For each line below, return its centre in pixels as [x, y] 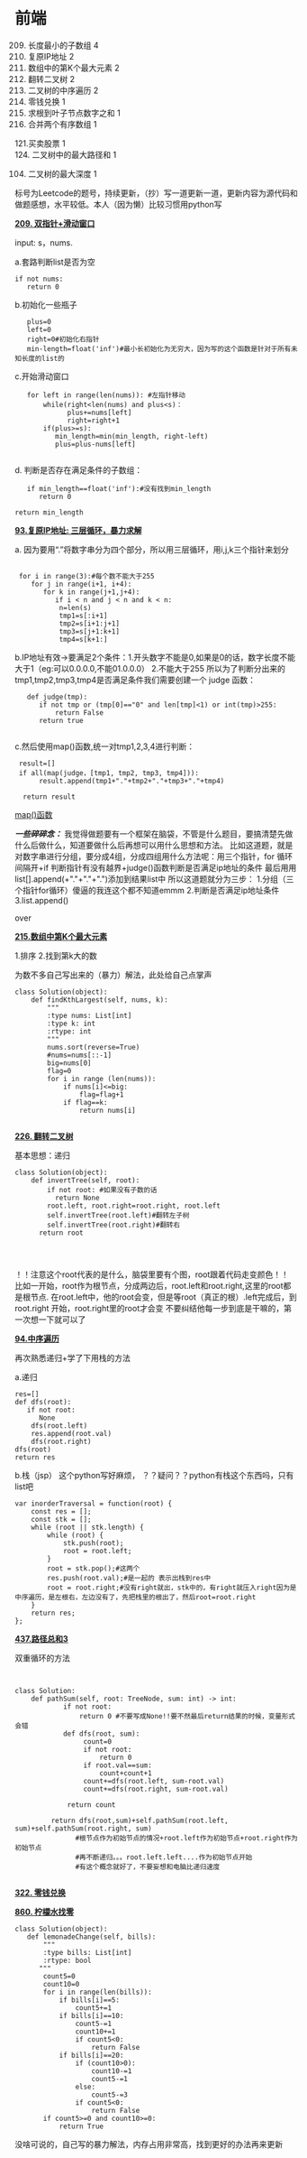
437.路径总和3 [41, 1638]
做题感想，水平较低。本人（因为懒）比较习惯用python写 [118, 204]
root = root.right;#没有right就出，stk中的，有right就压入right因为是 [172, 1588]
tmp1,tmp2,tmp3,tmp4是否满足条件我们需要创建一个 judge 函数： [135, 680]
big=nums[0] [70, 1063]
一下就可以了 [62, 1320]
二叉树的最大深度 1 [62, 173]
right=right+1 [94, 421]
